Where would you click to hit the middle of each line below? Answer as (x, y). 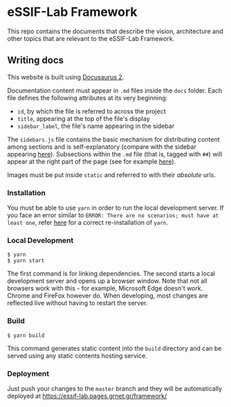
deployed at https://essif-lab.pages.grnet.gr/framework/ (87, 396)
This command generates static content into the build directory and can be (114, 348)
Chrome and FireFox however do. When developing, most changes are (108, 296)
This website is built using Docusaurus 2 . (66, 77)
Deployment (28, 373)
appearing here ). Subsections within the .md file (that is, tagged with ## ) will (115, 154)
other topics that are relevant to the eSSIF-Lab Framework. (91, 38)
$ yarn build (26, 335)
